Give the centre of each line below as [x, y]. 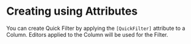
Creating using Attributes [72, 11]
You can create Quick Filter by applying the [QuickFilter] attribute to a [96, 28]
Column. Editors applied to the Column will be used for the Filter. [87, 34]
